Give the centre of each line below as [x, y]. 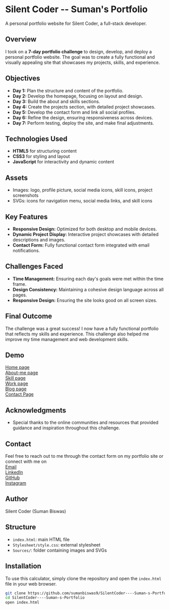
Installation [23, 566]
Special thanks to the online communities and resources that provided [85, 423]
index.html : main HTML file [41, 539]
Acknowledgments [36, 410]
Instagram [16, 483]
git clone [16, 593]
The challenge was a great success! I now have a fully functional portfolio [82, 328]
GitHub [13, 478]
